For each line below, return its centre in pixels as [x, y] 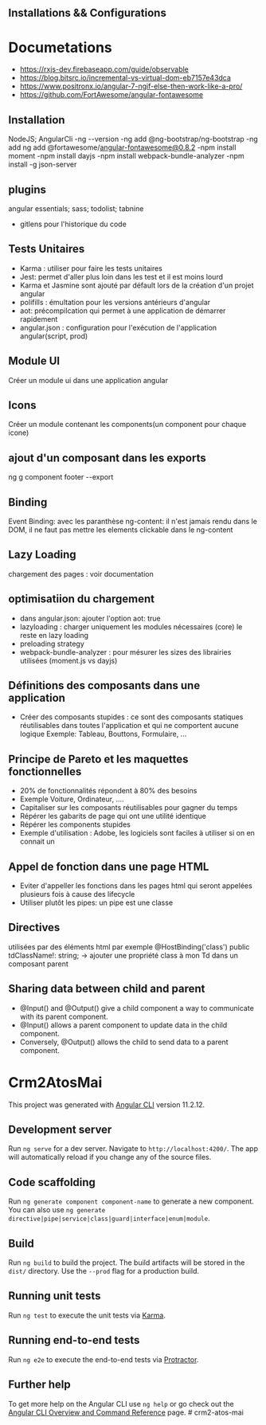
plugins [27, 189]
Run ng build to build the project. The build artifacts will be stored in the [127, 1263]
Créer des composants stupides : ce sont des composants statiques [131, 717]
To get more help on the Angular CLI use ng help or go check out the [121, 1403]
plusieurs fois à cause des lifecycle [77, 895]
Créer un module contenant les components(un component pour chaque [127, 425]
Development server [60, 1130]
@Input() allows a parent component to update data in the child [123, 1025]
